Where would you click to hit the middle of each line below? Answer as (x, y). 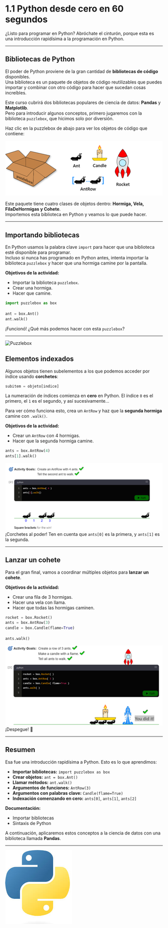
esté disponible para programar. (38, 252)
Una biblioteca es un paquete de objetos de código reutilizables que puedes (84, 82)
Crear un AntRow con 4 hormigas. (46, 436)
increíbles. (16, 92)
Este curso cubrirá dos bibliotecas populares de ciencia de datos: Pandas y (83, 102)
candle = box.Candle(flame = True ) (40, 628)
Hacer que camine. (32, 293)
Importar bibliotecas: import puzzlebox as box (61, 772)
